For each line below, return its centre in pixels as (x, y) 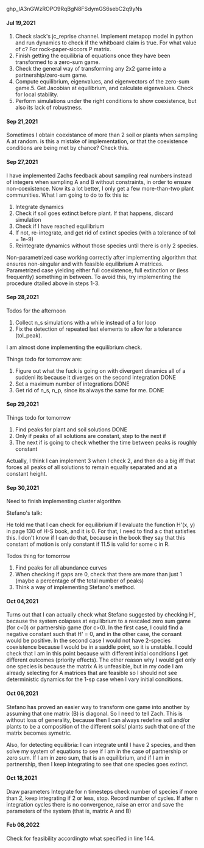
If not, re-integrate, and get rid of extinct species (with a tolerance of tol (105, 232)
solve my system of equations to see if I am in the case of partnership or (97, 751)
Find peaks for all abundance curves (61, 568)
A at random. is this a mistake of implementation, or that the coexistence (97, 141)
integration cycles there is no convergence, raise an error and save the (95, 804)
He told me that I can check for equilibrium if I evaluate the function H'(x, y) (101, 525)
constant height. (27, 474)
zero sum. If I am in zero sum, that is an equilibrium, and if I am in (88, 757)
